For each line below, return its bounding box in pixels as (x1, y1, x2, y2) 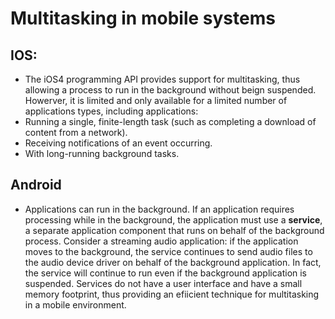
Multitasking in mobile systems (10, 7, 276, 30)
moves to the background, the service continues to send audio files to (24, 245, 313, 257)
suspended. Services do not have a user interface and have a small (24, 277, 303, 289)
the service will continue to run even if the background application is (24, 267, 308, 279)
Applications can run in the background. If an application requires (24, 203, 295, 215)
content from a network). (24, 127, 128, 138)
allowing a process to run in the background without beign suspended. (24, 84, 317, 96)
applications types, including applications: (24, 105, 199, 117)
